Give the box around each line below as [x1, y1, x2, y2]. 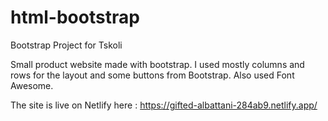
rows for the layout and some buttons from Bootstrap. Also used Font [10, 69, 295, 81]
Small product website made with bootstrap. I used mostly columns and [10, 58, 305, 70]
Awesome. [10, 79, 54, 91]
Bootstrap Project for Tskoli [10, 39, 123, 51]
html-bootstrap [10, 6, 140, 29]
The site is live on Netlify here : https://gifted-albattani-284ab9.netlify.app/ [10, 99, 318, 111]
